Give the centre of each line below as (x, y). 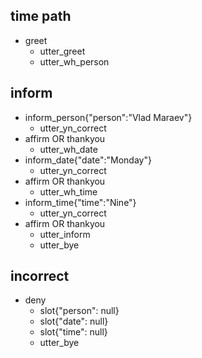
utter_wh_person (74, 61)
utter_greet (62, 51)
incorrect (40, 276)
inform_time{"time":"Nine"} (80, 202)
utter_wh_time (68, 191)
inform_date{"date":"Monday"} (88, 160)
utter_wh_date (68, 149)
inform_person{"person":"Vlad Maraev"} (108, 117)
